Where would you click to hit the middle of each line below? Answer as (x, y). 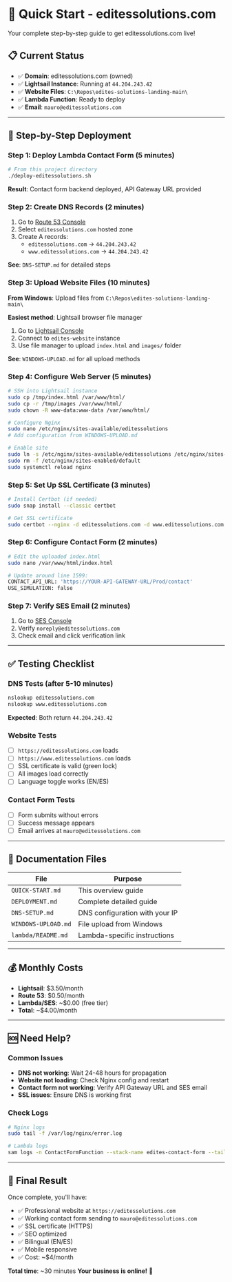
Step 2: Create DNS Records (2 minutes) (76, 207)
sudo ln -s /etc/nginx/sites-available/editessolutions (89, 455)
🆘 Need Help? (40, 1039)
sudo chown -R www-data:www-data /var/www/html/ (79, 410)
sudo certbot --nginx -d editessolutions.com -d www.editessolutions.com (116, 524)
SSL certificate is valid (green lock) (67, 766)
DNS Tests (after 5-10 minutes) (61, 683)
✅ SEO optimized (42, 1234)
